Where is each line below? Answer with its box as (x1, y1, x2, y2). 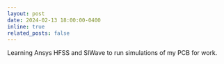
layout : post (7, 10, 45, 17)
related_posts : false (7, 29, 70, 37)
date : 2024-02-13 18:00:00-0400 (7, 17, 101, 24)
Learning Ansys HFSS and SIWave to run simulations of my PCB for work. (7, 49, 218, 57)
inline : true (7, 23, 45, 30)
